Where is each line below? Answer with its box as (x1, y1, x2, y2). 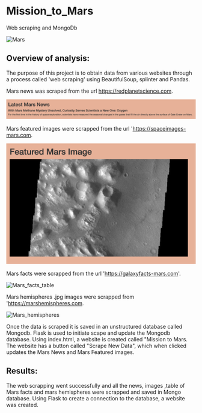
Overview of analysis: (6, 53, 90, 64)
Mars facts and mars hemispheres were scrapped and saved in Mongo (6, 388, 182, 396)
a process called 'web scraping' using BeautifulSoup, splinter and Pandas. (6, 75, 191, 82)
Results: (6, 366, 38, 376)
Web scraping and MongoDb (6, 24, 78, 31)
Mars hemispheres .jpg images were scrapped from (6, 293, 134, 300)
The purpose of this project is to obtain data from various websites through (6, 69, 192, 76)
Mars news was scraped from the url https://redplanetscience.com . (6, 87, 173, 95)
